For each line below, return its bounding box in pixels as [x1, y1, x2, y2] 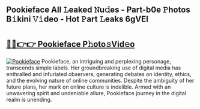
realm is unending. [6, 96, 52, 103]
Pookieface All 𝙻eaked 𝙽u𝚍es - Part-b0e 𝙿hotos [6, 5, 190, 15]
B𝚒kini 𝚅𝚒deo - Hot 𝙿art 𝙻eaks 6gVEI [6, 14, 149, 25]
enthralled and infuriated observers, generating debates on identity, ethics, [6, 71, 192, 77]
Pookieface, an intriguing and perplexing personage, [41, 58, 172, 65]
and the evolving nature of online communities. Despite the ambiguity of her [6, 77, 195, 84]
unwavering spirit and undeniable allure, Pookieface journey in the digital [6, 90, 187, 96]
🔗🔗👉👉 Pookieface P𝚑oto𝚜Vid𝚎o [6, 39, 135, 49]
